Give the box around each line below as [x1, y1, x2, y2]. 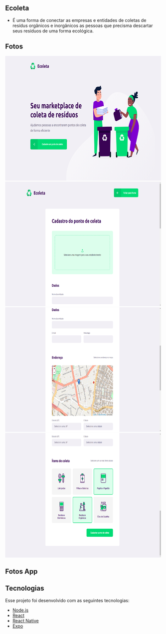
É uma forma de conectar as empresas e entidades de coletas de [12, 17, 147, 23]
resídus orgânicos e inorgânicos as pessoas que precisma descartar [12, 22, 153, 28]
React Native [12, 618, 39, 624]
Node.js [12, 607, 29, 613]
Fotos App [5, 567, 38, 576]
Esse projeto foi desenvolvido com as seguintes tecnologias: [5, 597, 130, 603]
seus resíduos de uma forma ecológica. [12, 27, 94, 34]
